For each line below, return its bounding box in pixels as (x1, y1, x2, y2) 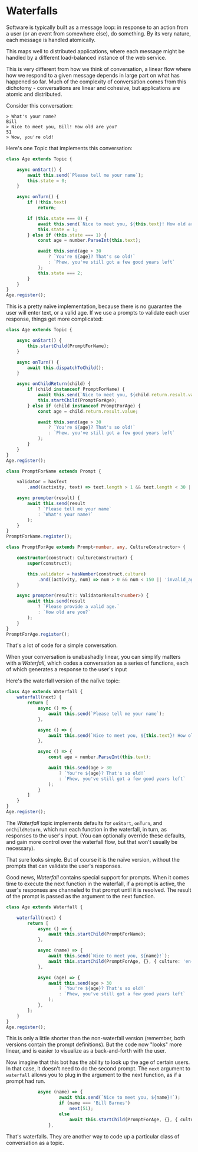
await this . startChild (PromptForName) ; (48, 931, 146, 937)
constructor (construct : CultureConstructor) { (16, 555, 133, 561)
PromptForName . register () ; (6, 533, 72, 539)
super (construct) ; (27, 560, 72, 566)
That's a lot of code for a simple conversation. (6, 642, 118, 649)
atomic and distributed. (6, 90, 62, 98)
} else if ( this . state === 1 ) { (27, 232, 107, 238)
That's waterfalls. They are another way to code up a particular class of (6, 1132, 180, 1140)
